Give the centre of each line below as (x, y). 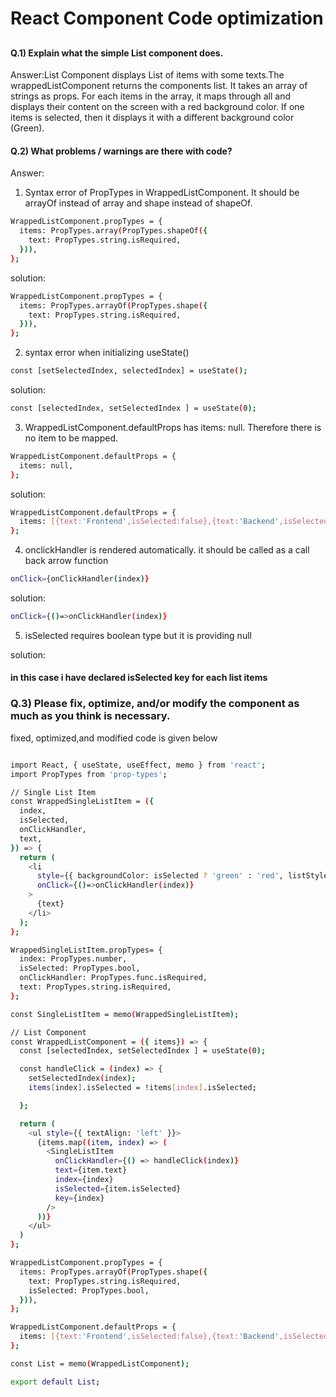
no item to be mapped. (71, 438)
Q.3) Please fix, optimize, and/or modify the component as (155, 704)
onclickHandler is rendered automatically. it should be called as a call (167, 550)
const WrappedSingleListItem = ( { (82, 802)
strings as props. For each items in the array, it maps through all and (150, 96)
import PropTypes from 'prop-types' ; (89, 774)
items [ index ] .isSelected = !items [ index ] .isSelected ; (142, 1088)
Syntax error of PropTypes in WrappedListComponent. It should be (162, 193)
